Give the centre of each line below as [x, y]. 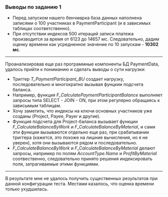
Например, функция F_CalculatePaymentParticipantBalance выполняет [87, 95]
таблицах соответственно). [41, 28]
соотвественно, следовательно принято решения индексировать [82, 159]
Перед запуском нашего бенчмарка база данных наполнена [77, 18]
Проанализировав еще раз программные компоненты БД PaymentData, [82, 64]
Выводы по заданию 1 [33, 7]
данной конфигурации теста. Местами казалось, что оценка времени [79, 184]
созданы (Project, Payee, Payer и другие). [56, 116]
